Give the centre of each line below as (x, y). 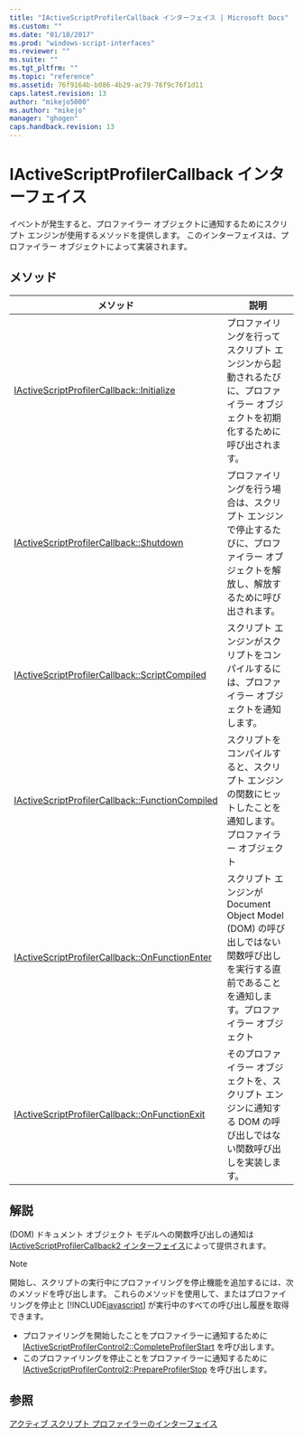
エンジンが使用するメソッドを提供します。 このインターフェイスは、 (154, 235)
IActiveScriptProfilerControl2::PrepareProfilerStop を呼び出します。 (147, 1369)
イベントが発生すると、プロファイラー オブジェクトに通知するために (137, 223)
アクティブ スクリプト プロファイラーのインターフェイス (114, 1423)
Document (249, 904)
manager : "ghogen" (44, 118)
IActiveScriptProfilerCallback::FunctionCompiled (116, 800)
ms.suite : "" (34, 60)
